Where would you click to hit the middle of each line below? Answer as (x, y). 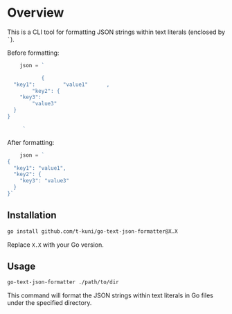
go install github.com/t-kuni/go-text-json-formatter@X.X (92, 231)
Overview (36, 13)
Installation (32, 215)
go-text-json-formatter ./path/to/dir (63, 282)
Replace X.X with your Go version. (55, 245)
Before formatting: (33, 53)
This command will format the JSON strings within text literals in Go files (110, 295)
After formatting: (31, 142)
